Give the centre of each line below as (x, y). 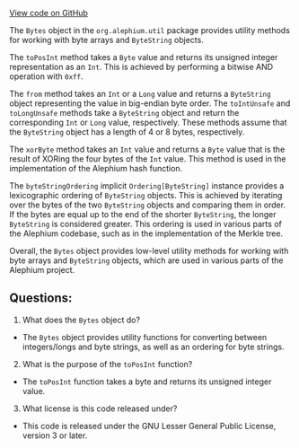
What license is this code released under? (100, 408)
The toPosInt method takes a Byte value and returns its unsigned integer (144, 57)
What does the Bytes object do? (81, 320)
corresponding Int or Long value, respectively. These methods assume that (148, 122)
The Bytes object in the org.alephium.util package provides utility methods (149, 30)
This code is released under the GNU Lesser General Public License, (149, 426)
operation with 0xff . (46, 76)
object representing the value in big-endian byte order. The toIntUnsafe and (150, 103)
